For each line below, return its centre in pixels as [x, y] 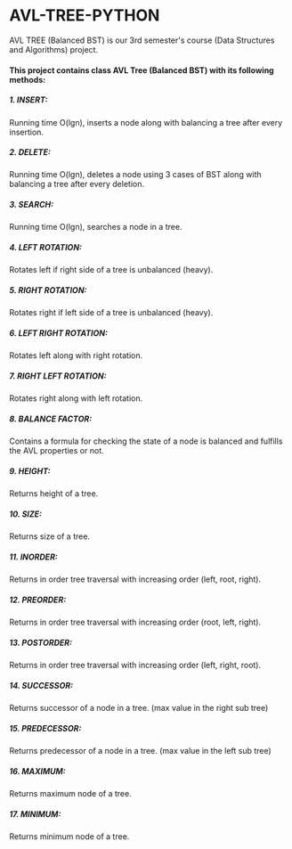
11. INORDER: [33, 557]
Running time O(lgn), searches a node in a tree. [96, 227]
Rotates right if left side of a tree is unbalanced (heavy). [111, 313]
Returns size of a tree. [50, 536]
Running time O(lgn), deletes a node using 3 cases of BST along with [135, 175]
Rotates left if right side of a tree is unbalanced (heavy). [111, 270]
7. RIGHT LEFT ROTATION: [58, 376]
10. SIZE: [26, 514]
